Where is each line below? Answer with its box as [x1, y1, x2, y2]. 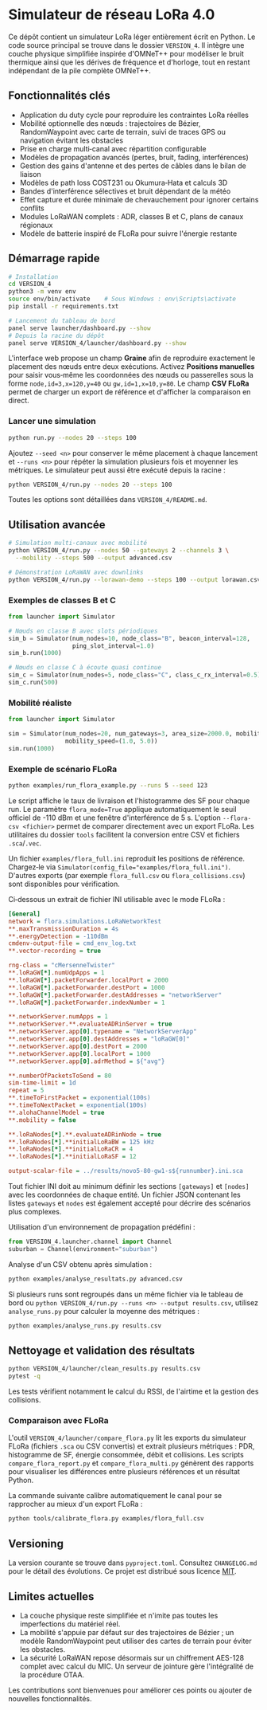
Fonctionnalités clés [8, 89, 111, 103]
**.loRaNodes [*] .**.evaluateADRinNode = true [8, 1130, 161, 1139]
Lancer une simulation [8, 416, 97, 427]
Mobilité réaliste [8, 697, 72, 708]
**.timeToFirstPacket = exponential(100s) [8, 1094, 151, 1102]
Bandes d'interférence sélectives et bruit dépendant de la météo [19, 186, 231, 196]
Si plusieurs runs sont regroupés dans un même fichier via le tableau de [8, 1289, 244, 1299]
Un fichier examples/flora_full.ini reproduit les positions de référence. [8, 853, 245, 863]
